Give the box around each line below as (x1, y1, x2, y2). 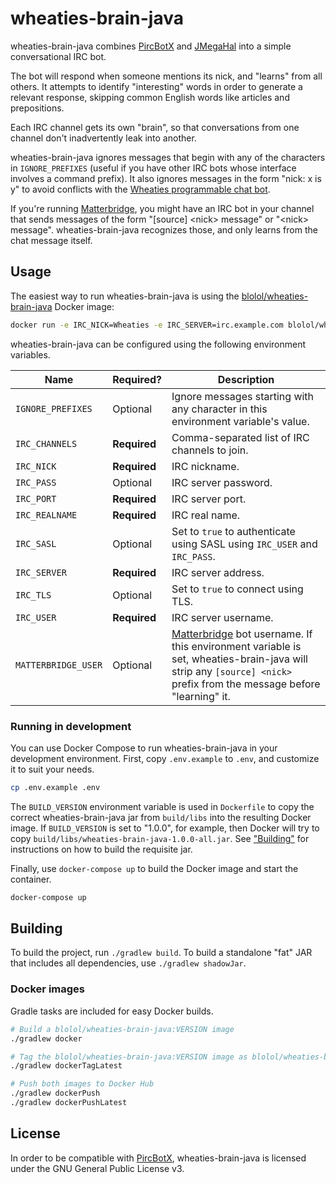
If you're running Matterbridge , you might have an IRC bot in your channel (10, 202, 315, 214)
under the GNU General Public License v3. (10, 1162, 185, 1174)
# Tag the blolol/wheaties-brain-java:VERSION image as (10, 1052, 248, 1062)
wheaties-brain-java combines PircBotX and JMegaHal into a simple (10, 40, 292, 52)
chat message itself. (10, 234, 93, 246)
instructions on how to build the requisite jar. (10, 843, 193, 855)
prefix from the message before (171, 677, 321, 691)
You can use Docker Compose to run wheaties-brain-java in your (10, 742, 278, 754)
